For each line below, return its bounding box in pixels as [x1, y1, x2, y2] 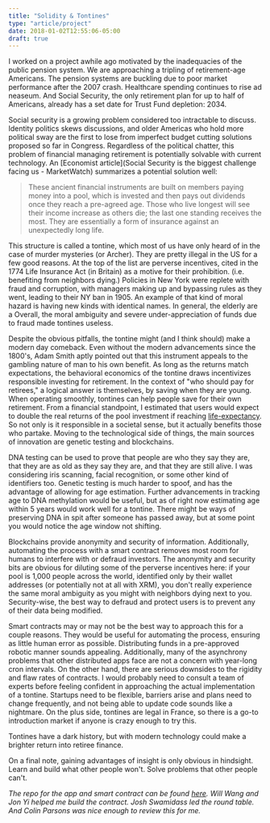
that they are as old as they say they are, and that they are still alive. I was [8, 462, 253, 471]
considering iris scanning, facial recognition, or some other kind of [8, 470, 230, 479]
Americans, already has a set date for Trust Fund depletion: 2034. [8, 99, 227, 109]
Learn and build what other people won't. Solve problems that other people [8, 765, 258, 774]
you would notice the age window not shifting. [8, 521, 162, 531]
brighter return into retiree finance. [8, 741, 123, 750]
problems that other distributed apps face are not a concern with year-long [8, 656, 258, 665]
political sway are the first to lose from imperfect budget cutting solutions [8, 133, 252, 142]
